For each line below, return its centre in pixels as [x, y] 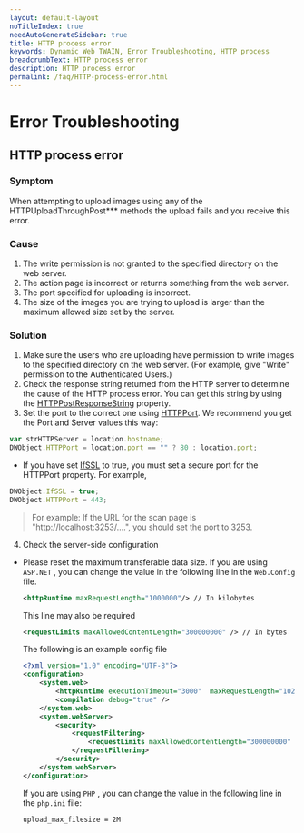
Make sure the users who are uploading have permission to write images [158, 355]
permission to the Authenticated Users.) [97, 374]
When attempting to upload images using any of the [106, 201]
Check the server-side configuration [90, 544]
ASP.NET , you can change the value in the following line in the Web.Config [159, 571]
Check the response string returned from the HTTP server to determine [156, 384]
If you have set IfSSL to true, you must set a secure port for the [140, 465]
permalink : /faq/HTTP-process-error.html [89, 77]
